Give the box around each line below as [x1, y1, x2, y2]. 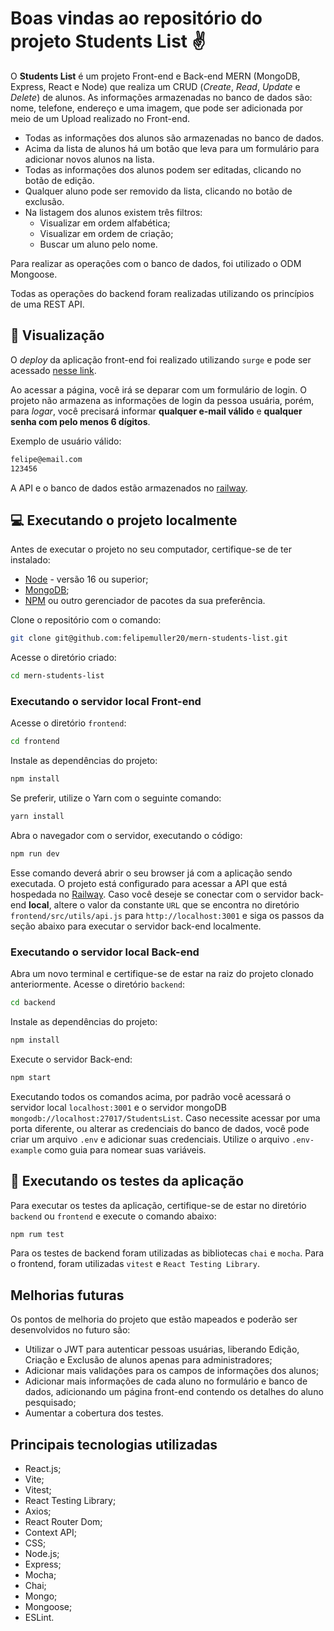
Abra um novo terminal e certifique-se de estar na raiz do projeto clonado [10, 968, 314, 980]
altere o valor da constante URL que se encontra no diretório [53, 898, 300, 911]
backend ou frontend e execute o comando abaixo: [10, 1210, 217, 1222]
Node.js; [24, 1548, 60, 1560]
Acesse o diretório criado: [10, 652, 117, 664]
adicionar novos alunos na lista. [24, 153, 155, 165]
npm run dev [10, 848, 60, 859]
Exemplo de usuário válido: [10, 435, 122, 447]
